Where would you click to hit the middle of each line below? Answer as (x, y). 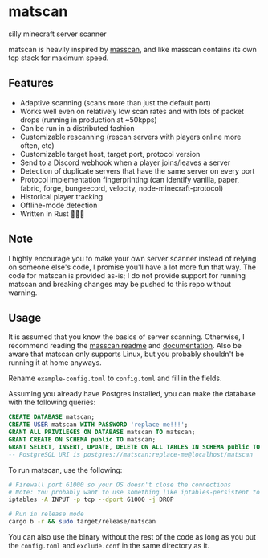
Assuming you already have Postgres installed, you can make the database (132, 394)
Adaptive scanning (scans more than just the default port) (115, 102)
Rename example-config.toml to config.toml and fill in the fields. (115, 378)
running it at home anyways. (55, 363)
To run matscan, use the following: (65, 470)
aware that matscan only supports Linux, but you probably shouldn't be (126, 354)
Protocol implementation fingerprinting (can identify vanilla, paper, (129, 179)
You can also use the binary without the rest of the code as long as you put (132, 537)
